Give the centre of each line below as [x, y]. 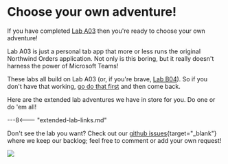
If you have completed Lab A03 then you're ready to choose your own [106, 31]
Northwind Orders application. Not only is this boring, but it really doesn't [111, 58]
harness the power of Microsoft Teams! [63, 66]
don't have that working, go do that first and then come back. [94, 86]
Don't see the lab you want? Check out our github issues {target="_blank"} [112, 133]
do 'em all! [22, 107]
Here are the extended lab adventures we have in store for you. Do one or [111, 99]
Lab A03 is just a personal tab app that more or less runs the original [104, 51]
